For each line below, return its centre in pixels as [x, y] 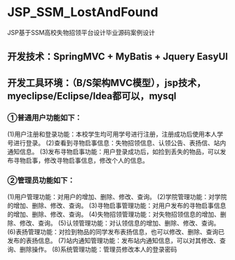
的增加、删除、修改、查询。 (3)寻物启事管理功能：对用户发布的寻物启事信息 [117, 206]
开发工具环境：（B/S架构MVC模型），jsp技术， [107, 82]
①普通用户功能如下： [45, 118]
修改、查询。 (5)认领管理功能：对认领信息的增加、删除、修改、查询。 [120, 223]
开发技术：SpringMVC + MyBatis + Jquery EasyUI [117, 57]
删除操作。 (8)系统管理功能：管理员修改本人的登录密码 [98, 249]
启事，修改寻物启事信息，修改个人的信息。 [87, 160]
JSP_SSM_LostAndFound [83, 12]
